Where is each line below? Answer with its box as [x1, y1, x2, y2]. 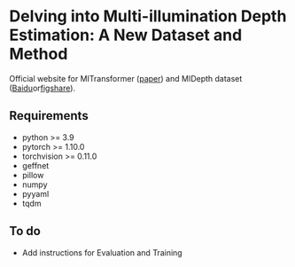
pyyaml [21, 188, 50, 199]
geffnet [21, 160, 50, 170]
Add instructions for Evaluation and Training [21, 247, 183, 258]
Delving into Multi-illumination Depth [9, 6, 287, 27]
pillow [21, 169, 44, 180]
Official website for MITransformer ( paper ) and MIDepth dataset [9, 73, 243, 83]
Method [9, 44, 68, 64]
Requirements [9, 108, 89, 123]
